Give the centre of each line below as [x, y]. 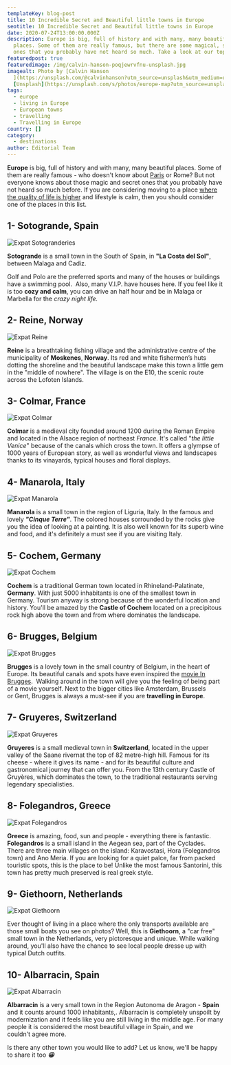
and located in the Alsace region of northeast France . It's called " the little [111, 438]
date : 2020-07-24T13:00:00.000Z [53, 33]
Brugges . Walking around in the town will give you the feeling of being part [113, 681]
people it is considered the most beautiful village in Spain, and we [100, 1027]
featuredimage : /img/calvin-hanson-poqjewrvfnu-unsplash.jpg [97, 65]
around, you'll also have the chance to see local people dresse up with [107, 946]
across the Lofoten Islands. [45, 379]
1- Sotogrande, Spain [53, 226]
